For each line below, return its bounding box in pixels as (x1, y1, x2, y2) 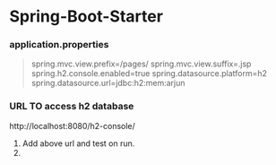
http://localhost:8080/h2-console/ (9, 120, 136, 131)
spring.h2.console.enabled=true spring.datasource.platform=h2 (30, 68, 267, 79)
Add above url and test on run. (22, 137, 135, 149)
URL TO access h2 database (9, 100, 134, 113)
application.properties (9, 39, 109, 51)
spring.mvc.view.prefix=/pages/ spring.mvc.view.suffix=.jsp (30, 58, 252, 69)
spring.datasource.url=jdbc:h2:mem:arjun (30, 78, 185, 89)
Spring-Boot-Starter (9, 6, 164, 27)
